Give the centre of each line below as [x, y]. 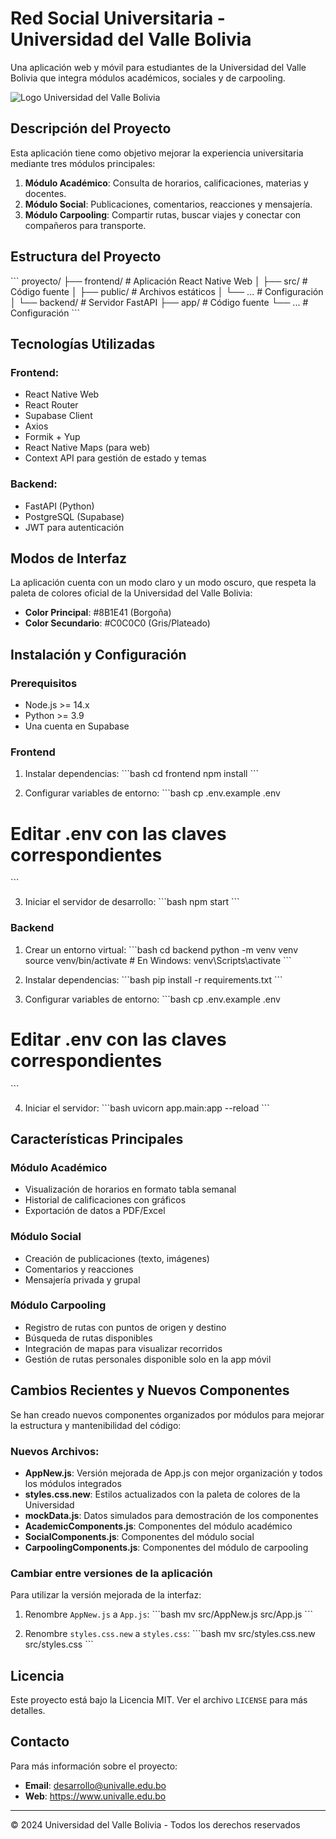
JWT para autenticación [74, 527]
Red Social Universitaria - [118, 18]
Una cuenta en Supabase [77, 726]
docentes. [45, 193]
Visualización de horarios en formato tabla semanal [130, 1189]
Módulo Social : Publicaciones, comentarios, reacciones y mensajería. [168, 204]
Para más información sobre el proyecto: [94, 1766]
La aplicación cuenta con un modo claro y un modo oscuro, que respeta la [163, 583]
